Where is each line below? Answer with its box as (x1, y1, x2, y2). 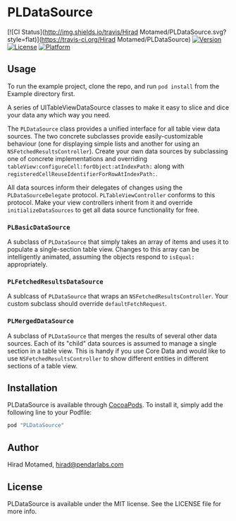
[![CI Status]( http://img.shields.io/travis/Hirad (7, 28, 139, 36)
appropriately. (7, 260, 48, 269)
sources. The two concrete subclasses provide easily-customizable (7, 131, 204, 140)
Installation (7, 382, 58, 394)
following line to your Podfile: (7, 408, 92, 417)
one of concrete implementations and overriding (7, 154, 148, 163)
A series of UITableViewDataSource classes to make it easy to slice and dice (7, 103, 230, 112)
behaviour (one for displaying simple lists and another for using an (7, 139, 199, 148)
